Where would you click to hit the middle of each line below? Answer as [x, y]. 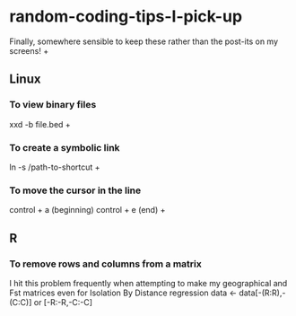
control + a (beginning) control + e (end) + [87, 210]
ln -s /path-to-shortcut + [55, 167]
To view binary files [53, 105]
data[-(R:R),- [262, 293]
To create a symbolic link [65, 147]
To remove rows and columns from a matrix [105, 264]
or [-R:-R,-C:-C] [63, 302]
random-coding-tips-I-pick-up [126, 17]
